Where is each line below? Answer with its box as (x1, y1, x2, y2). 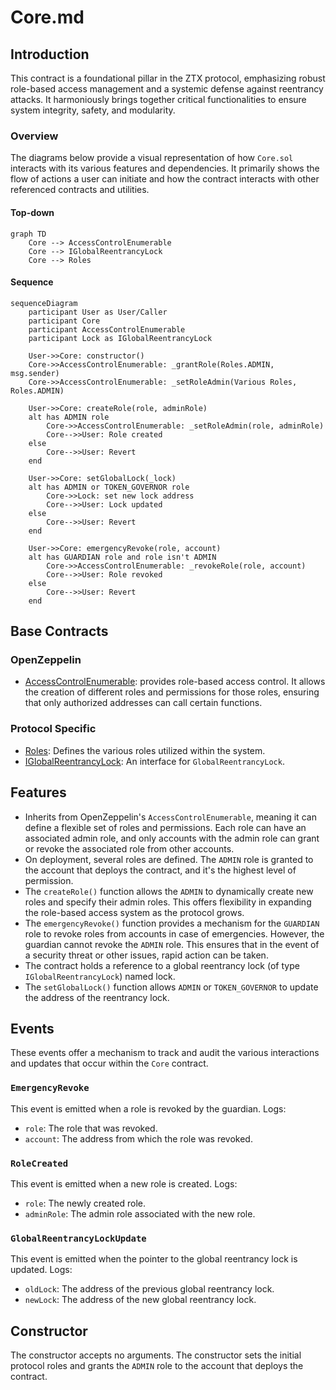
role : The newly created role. (24, 1197, 147, 1209)
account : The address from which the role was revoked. (24, 1132, 253, 1145)
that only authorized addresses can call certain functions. (24, 697, 263, 709)
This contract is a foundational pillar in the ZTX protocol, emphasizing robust (10, 72, 326, 84)
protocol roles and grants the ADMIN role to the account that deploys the (10, 1360, 304, 1372)
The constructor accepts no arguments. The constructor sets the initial (10, 1349, 302, 1361)
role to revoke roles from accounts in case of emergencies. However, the (24, 927, 325, 940)
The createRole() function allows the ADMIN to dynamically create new (24, 885, 314, 897)
